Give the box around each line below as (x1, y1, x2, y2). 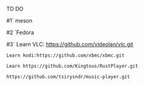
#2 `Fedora (6, 29, 34, 36)
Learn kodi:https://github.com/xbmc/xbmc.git (6, 52, 124, 59)
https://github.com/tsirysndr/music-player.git (6, 74, 131, 80)
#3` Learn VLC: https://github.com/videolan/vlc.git (6, 41, 134, 48)
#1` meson (6, 17, 32, 24)
